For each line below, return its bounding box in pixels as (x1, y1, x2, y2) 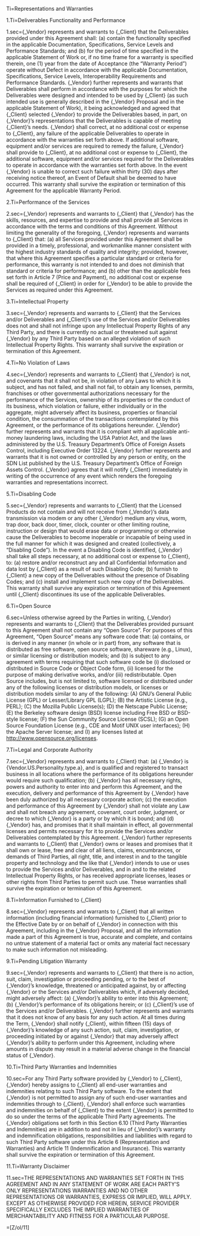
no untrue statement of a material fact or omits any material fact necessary (6, 940, 190, 947)
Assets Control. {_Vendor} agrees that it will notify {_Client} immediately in (6, 466, 188, 473)
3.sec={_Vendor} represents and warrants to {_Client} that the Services (6, 310, 181, 316)
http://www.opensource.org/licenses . (6, 735, 99, 742)
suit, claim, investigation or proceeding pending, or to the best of (6, 975, 166, 983)
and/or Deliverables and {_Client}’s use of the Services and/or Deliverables (6, 316, 190, 323)
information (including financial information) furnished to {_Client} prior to (6, 914, 187, 921)
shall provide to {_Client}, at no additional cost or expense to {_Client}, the (6, 149, 188, 156)
